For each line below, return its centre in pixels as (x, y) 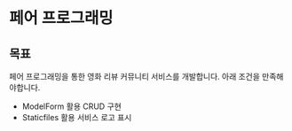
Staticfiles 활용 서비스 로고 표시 (77, 117)
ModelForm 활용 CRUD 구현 (71, 106)
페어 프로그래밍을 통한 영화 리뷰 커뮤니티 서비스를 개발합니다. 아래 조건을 (134, 77)
